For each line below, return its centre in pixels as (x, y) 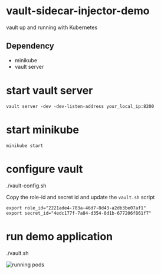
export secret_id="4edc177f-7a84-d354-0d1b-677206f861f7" (79, 213)
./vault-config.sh (26, 186)
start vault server (50, 90)
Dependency (30, 46)
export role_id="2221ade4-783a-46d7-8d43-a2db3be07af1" (76, 208)
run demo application (60, 236)
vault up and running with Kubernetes (52, 27)
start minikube (43, 130)
